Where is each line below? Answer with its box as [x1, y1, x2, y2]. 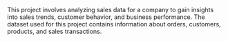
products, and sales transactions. [7, 27, 102, 35]
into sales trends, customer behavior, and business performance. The [7, 13, 205, 21]
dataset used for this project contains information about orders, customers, [7, 20, 221, 28]
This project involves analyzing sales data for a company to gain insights [7, 6, 214, 14]
